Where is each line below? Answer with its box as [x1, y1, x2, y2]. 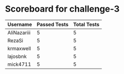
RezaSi [7, 37, 23, 44]
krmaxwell [7, 45, 31, 52]
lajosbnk [7, 53, 27, 59]
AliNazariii [7, 29, 31, 36]
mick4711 [7, 61, 32, 68]
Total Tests [73, 21, 100, 28]
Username [7, 21, 33, 28]
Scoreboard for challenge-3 [5, 3, 120, 15]
